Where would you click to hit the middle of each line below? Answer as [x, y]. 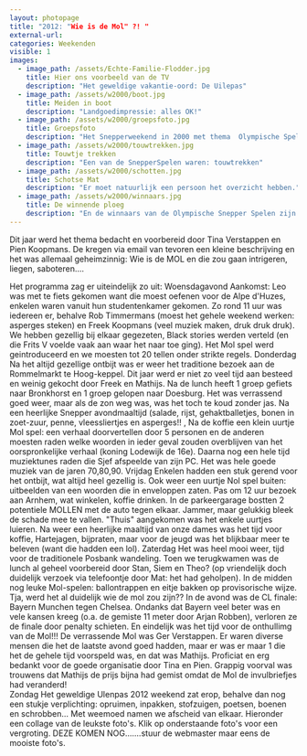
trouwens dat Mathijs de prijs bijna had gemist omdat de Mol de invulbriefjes [153, 675]
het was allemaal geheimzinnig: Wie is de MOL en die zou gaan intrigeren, [148, 259]
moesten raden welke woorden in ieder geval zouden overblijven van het [146, 442]
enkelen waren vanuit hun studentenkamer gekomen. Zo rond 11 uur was [146, 305]
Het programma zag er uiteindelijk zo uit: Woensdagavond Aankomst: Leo [148, 286]
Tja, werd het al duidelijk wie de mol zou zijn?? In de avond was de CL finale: [153, 597]
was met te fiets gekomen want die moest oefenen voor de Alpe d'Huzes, [148, 296]
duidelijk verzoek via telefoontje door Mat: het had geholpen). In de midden [151, 578]
